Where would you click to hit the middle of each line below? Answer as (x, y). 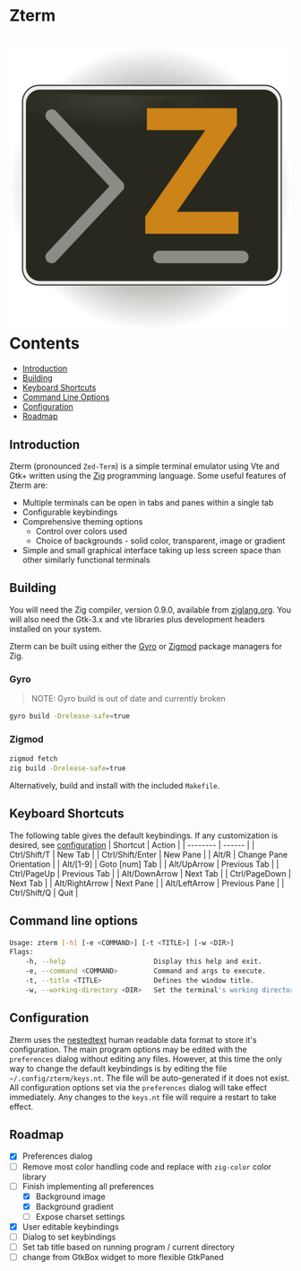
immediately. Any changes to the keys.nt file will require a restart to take (143, 1097)
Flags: (21, 952)
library (34, 1177)
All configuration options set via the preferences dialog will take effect (138, 1087)
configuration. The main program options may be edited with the (129, 1049)
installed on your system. (56, 629)
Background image (70, 1196)
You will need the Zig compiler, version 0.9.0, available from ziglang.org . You (150, 609)
